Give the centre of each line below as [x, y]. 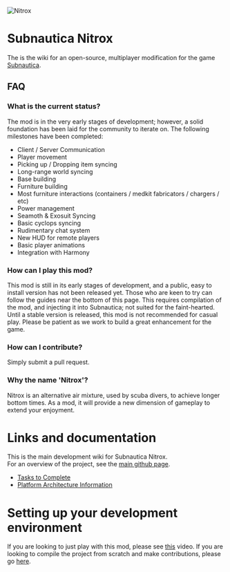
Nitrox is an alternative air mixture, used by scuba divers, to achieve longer [114, 395]
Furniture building [42, 186]
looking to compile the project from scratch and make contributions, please [114, 554]
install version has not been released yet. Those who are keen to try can [110, 292]
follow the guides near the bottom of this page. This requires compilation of [115, 300]
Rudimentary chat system [54, 230]
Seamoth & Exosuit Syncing [56, 216]
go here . [19, 561]
